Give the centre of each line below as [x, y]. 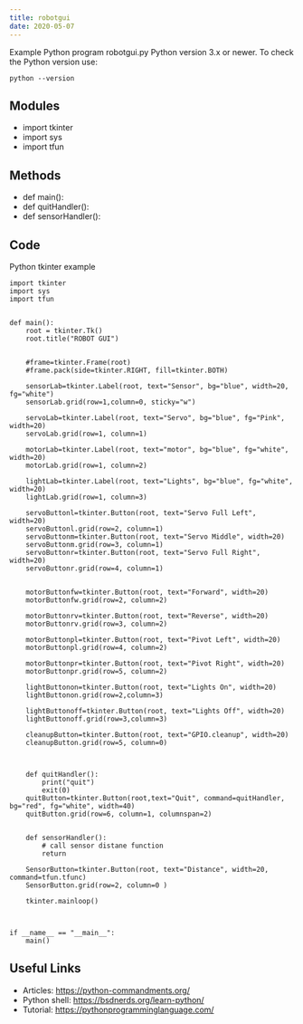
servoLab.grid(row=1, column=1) [86, 434]
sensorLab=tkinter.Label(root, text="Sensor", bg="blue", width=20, [157, 386]
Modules [35, 105]
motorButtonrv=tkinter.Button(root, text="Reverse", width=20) [147, 616]
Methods [35, 175]
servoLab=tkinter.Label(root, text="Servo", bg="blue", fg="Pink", [155, 417]
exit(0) [56, 790]
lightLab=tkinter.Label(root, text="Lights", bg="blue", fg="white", [160, 481]
